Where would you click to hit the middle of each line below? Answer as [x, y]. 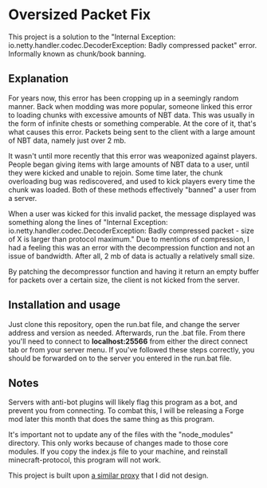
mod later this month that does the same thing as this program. [112, 419]
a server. [23, 198]
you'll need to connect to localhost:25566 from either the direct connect [128, 341]
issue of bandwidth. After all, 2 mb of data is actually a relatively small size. [132, 256]
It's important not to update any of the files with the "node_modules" [121, 435]
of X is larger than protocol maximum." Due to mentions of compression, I [129, 239]
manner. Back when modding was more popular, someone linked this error [130, 106]
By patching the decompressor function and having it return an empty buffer [133, 271]
